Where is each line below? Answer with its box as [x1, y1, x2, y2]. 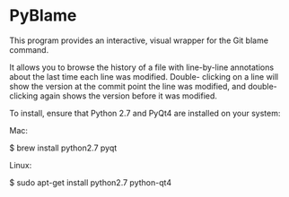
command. [9, 44, 49, 55]
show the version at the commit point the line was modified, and [9, 81, 247, 91]
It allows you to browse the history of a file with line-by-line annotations [9, 62, 275, 73]
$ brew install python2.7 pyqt [9, 142, 118, 153]
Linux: [9, 159, 32, 170]
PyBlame [9, 5, 77, 26]
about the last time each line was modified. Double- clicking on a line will [9, 71, 279, 81]
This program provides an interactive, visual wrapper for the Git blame [9, 35, 269, 46]
